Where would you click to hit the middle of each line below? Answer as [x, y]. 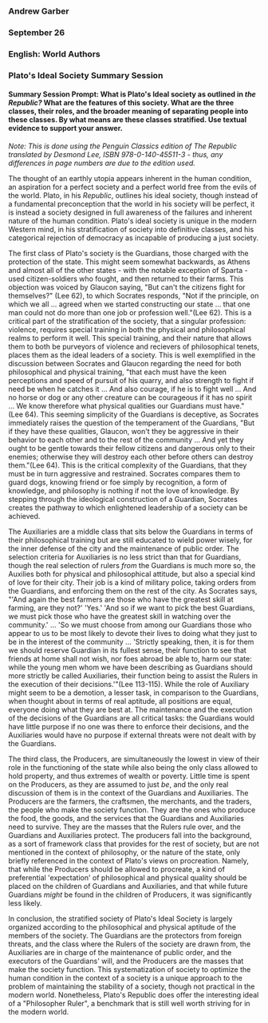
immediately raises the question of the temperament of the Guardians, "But [132, 423]
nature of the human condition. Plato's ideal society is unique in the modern [132, 220]
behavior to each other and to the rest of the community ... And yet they [126, 440]
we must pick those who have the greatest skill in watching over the [120, 616]
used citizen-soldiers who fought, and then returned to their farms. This [126, 278]
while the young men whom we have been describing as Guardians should [130, 667]
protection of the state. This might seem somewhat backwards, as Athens [129, 262]
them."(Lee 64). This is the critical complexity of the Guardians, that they [128, 465]
